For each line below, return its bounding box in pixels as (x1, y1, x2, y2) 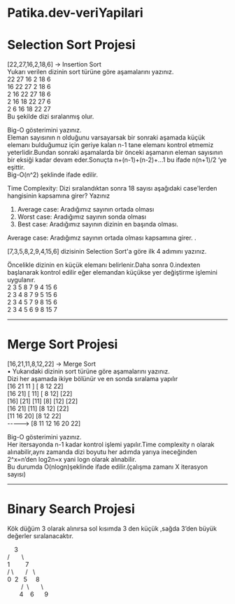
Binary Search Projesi (7, 501, 135, 517)
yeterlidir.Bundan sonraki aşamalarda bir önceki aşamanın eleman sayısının (7, 149, 223, 157)
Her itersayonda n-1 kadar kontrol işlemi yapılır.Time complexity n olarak (7, 440, 215, 449)
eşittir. (7, 163, 25, 172)
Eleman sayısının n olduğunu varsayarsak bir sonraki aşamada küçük (7, 133, 206, 142)
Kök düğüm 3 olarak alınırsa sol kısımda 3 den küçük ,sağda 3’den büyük (7, 524, 217, 533)
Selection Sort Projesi (7, 37, 136, 53)
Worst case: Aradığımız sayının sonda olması (17, 212, 147, 221)
